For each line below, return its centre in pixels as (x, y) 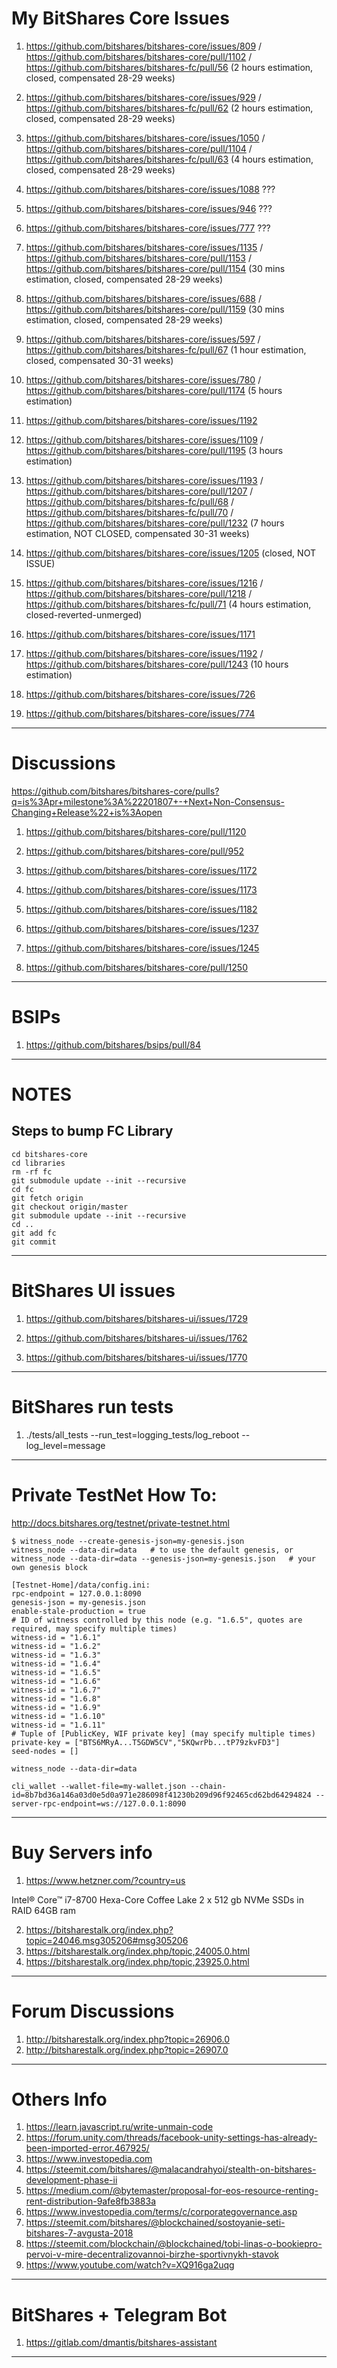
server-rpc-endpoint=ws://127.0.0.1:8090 (99, 1803)
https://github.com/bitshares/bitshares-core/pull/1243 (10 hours (157, 664)
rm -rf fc (32, 1172)
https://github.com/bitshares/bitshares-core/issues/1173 (141, 889)
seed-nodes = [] (45, 1751)
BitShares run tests (92, 1406)
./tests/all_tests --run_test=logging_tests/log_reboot (132, 1434)
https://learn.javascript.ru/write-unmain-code (119, 2127)
